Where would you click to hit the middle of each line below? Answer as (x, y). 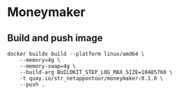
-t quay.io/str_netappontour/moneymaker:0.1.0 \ (92, 78)
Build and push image (55, 38)
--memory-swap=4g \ (48, 66)
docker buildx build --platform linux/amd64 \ (76, 54)
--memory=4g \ (40, 60)
